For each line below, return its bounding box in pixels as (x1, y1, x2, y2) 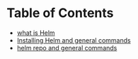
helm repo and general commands (16, 43, 117, 52)
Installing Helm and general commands (16, 36, 132, 44)
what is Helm (16, 28, 55, 37)
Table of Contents (6, 5, 114, 21)
